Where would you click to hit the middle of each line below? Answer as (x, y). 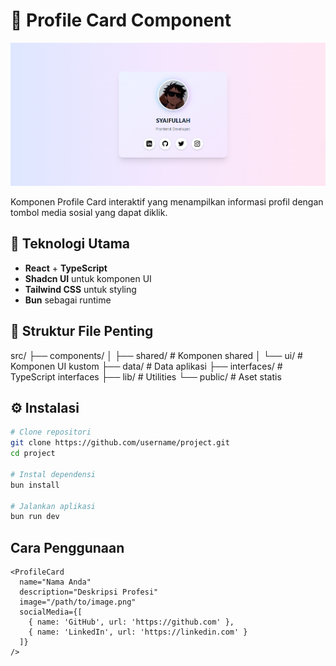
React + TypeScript (66, 268)
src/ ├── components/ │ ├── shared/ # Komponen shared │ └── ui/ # (156, 355)
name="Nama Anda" (55, 582)
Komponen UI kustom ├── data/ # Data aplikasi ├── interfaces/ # (146, 366)
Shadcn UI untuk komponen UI (88, 278)
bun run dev (35, 517)
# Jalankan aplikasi (53, 506)
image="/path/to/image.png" (78, 602)
